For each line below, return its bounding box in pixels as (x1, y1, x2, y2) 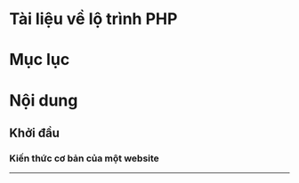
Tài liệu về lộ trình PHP (9, 9, 178, 29)
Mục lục (9, 50, 70, 70)
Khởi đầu (9, 125, 61, 140)
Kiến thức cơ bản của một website (9, 152, 160, 164)
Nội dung (9, 90, 78, 110)
